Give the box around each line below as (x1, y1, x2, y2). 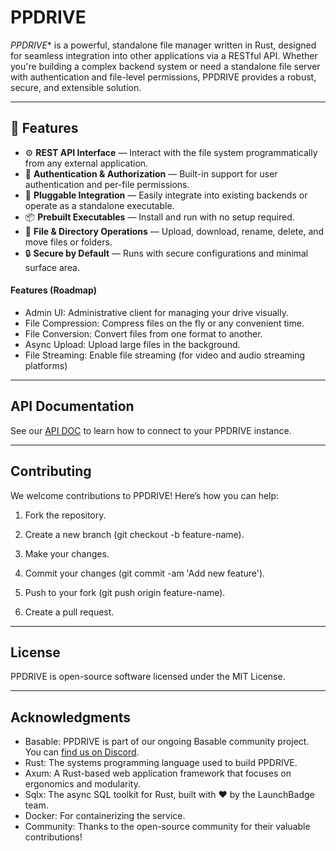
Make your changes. (24, 547, 110, 560)
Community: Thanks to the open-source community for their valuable (24, 821, 311, 833)
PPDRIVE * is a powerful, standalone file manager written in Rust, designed (10, 39, 317, 51)
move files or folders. (24, 236, 113, 248)
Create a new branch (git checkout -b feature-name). (24, 528, 245, 540)
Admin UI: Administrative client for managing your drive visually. (24, 306, 289, 318)
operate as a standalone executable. (24, 199, 175, 211)
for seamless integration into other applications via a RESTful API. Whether (10, 49, 318, 61)
